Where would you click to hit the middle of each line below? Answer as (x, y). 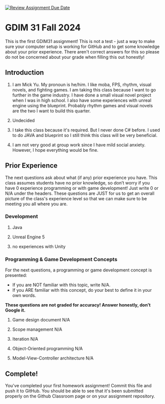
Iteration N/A (25, 339)
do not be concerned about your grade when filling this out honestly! (75, 57)
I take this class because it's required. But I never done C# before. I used (86, 130)
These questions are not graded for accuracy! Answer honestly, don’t (78, 305)
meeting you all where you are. (36, 204)
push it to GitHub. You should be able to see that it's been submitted (74, 391)
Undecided (23, 120)
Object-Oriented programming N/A (47, 349)
